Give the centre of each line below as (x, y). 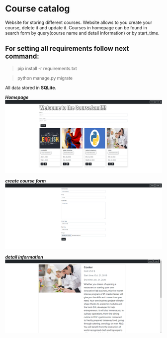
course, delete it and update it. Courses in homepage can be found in (76, 27)
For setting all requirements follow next (67, 48)
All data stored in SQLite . (31, 87)
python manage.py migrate (45, 78)
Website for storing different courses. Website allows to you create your (79, 22)
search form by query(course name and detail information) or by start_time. (83, 33)
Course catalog (38, 9)
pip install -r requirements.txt (47, 68)
